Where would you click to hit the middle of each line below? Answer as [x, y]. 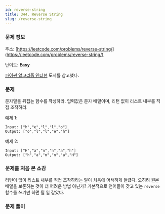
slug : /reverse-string [28, 19]
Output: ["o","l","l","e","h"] [37, 131]
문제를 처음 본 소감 [26, 168]
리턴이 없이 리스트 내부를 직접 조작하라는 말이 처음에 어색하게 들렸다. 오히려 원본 [82, 180]
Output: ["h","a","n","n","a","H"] [42, 155]
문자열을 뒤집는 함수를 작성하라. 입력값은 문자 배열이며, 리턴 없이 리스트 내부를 [80, 101]
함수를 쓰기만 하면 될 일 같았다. [35, 192]
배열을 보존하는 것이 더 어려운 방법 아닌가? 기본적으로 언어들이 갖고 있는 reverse [82, 186]
